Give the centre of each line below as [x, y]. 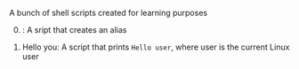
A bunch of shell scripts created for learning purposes [108, 13]
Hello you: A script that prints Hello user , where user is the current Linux [156, 47]
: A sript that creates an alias [74, 30]
